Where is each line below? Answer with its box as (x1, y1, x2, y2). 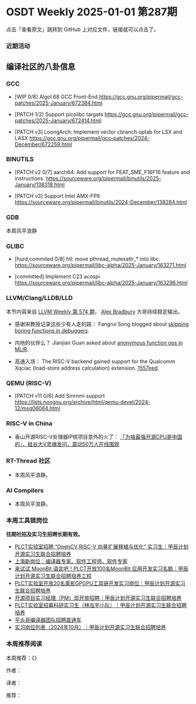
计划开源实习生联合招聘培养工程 (14, 572, 92, 580)
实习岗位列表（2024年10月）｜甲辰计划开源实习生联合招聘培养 (14, 624, 167, 631)
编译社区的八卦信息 (6, 62, 75, 72)
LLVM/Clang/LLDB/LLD (6, 294, 73, 302)
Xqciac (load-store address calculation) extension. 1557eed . (14, 364, 160, 371)
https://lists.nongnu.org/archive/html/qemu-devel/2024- (14, 399, 151, 406)
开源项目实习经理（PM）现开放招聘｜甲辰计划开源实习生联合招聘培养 (14, 594, 182, 602)
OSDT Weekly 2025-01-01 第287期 (6, 5, 177, 19)
